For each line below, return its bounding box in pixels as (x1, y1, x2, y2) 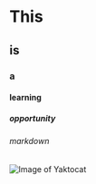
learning (9, 92, 43, 103)
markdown (9, 136, 50, 147)
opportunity (9, 112, 56, 123)
